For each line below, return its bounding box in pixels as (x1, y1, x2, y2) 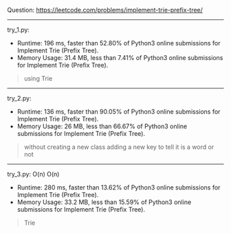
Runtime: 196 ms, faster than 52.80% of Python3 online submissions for (16, 39, 221, 47)
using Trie (23, 74, 53, 82)
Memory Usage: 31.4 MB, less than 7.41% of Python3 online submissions (16, 54, 223, 61)
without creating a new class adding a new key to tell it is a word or (23, 143, 214, 151)
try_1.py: (7, 26, 30, 34)
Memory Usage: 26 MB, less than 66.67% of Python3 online (16, 122, 188, 130)
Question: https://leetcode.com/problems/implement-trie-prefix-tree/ (7, 6, 203, 14)
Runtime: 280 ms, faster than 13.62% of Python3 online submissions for (16, 183, 221, 192)
